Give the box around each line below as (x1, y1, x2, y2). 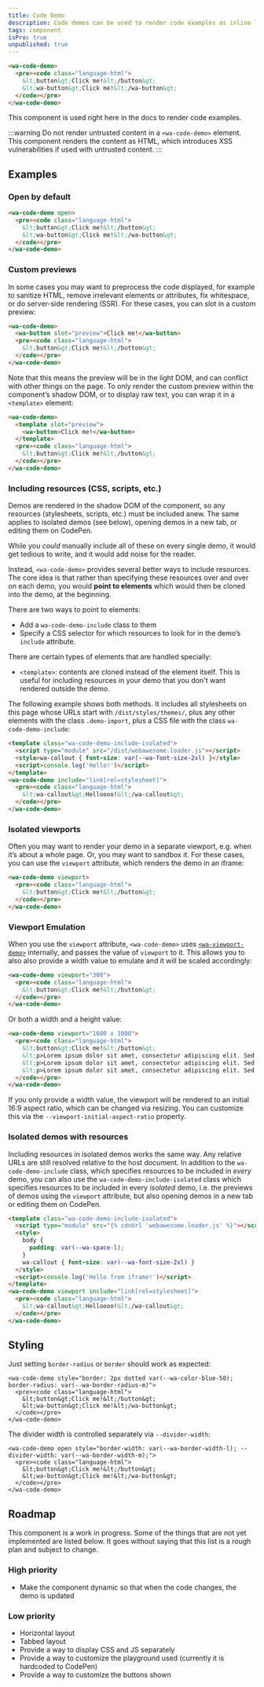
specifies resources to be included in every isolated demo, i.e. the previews (8, 1183, 253, 1192)
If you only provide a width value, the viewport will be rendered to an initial (8, 1095, 250, 1105)
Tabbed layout (19, 1636, 67, 1646)
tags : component (8, 26, 61, 34)
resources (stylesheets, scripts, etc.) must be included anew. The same (8, 509, 240, 519)
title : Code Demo (8, 11, 65, 20)
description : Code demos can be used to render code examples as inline (8, 19, 251, 27)
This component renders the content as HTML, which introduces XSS (8, 137, 233, 146)
